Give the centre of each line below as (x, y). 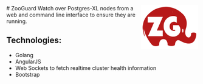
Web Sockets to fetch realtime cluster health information (86, 68)
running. (17, 21)
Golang (24, 55)
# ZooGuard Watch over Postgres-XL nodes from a (70, 8)
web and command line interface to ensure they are (71, 15)
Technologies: (34, 40)
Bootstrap (27, 74)
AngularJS (28, 61)
